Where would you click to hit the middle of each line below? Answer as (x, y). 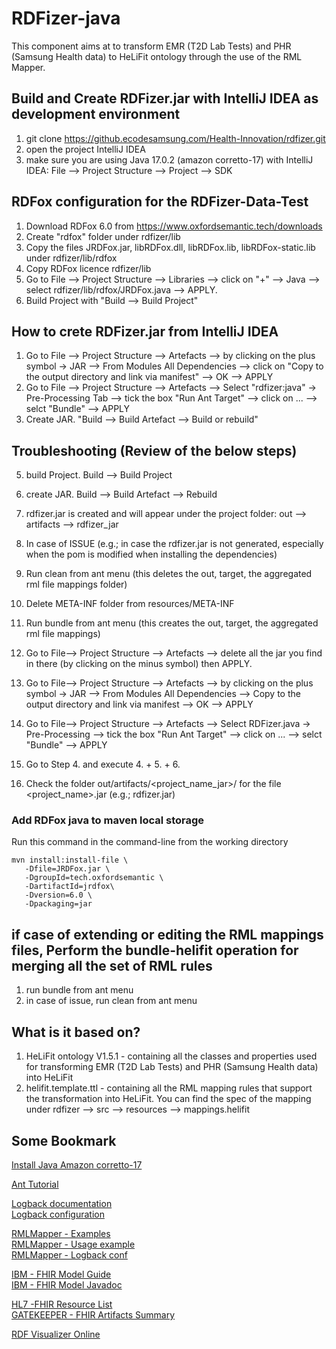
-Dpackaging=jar (58, 904)
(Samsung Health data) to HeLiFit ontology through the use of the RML (157, 56)
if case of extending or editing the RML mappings (167, 934)
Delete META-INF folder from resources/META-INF (130, 604)
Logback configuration (58, 1214)
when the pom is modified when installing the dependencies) (151, 554)
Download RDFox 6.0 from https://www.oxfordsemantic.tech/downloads (174, 226)
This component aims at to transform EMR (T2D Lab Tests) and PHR (151, 46)
